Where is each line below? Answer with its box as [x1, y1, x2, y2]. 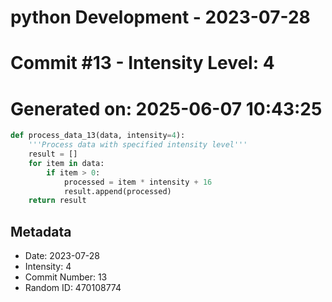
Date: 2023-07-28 [24, 250, 100, 262]
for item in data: [28, 158, 105, 168]
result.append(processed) [63, 186, 172, 196]
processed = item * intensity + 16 [63, 177, 213, 187]
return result [28, 196, 87, 206]
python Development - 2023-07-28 [10, 6, 311, 29]
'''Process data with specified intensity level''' [28, 140, 248, 150]
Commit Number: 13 [24, 271, 108, 283]
